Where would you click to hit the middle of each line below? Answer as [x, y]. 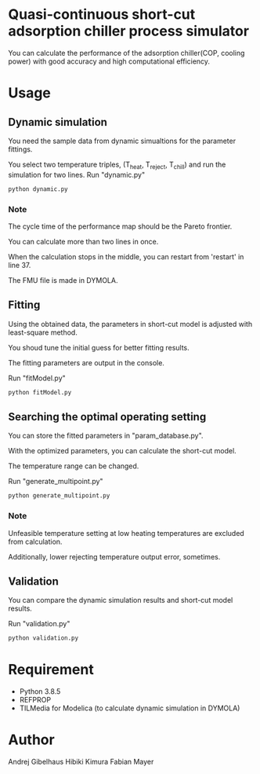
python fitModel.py [40, 392]
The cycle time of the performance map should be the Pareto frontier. [120, 226]
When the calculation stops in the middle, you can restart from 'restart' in [126, 256]
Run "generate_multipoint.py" [56, 482]
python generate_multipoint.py [59, 496]
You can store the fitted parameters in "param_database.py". [106, 436]
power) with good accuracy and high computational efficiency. [109, 61]
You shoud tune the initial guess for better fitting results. [99, 347]
